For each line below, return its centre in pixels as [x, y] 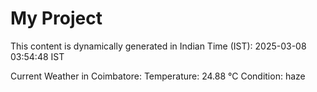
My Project [56, 18]
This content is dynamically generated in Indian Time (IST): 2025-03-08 [158, 46]
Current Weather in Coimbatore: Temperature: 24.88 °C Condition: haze [158, 76]
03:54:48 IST [37, 56]
